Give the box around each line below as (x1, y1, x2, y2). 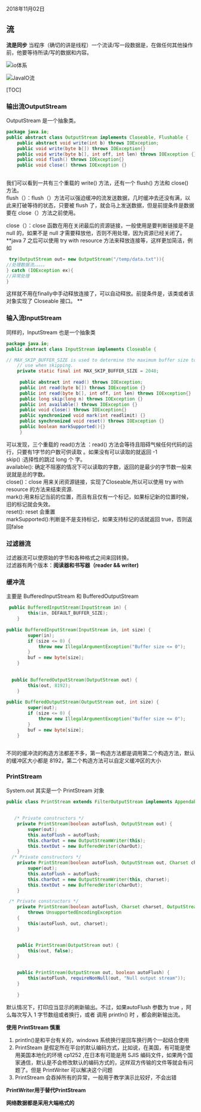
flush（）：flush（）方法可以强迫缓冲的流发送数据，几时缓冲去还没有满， (6, 194, 185, 201)
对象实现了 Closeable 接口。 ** (6, 298, 83, 305)
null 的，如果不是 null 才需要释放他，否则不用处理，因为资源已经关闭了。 (6, 230, 185, 237)
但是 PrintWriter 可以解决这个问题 (31, 1066, 113, 1073)
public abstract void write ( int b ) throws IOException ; (17, 140, 160, 146)
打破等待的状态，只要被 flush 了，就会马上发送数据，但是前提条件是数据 (16, 202, 194, 209)
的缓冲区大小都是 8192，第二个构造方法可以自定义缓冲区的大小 (6, 757, 162, 764)
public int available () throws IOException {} (19, 401, 138, 408)
